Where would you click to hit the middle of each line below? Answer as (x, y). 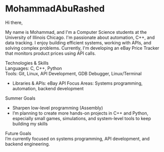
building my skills (30, 124)
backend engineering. (28, 144)
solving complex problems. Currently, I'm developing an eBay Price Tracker (82, 48)
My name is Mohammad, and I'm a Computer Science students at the (76, 32)
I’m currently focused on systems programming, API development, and (78, 139)
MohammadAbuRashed (55, 9)
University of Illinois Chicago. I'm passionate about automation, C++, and (80, 37)
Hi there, (14, 22)
